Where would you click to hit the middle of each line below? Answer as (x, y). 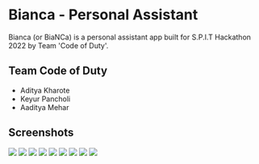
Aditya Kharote (45, 90)
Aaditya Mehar (44, 107)
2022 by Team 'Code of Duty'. (58, 45)
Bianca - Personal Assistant (103, 15)
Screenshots (41, 133)
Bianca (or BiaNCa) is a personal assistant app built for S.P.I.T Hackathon (130, 37)
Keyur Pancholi (45, 99)
